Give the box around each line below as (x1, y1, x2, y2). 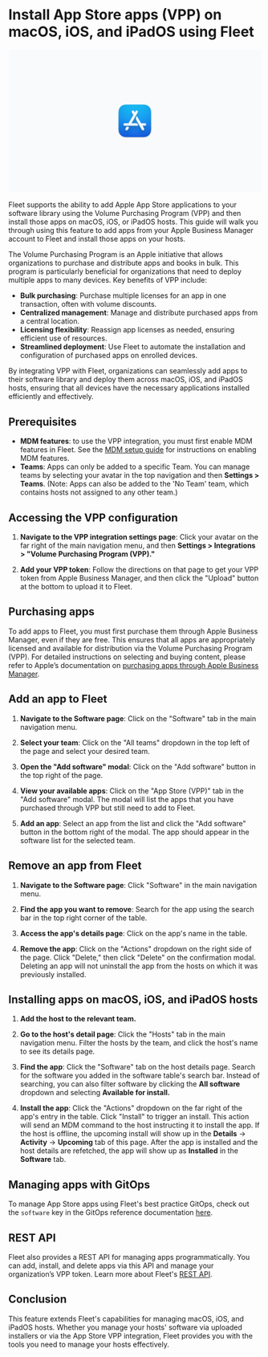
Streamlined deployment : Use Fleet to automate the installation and (19, 342, 246, 352)
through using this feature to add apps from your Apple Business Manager (8, 226, 254, 235)
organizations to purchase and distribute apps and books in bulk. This (8, 259, 239, 268)
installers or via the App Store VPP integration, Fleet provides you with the (8, 1331, 253, 1340)
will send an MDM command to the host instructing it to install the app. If (19, 1120, 260, 1130)
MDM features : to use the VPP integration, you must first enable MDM (19, 436, 253, 446)
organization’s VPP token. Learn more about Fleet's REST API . (8, 1269, 213, 1278)
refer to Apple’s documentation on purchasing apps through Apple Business (8, 660, 259, 670)
